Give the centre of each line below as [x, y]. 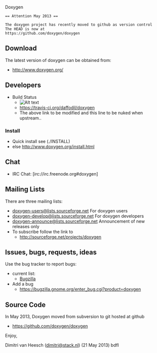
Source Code [25, 305]
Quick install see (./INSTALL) [41, 141]
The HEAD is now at [25, 29]
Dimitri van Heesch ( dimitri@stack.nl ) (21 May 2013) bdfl [62, 345]
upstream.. [30, 118]
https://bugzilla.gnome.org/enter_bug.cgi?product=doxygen [80, 289]
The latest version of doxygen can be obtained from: [58, 60]
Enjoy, [11, 336]
